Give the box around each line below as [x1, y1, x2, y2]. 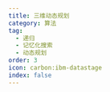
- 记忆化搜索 [15, 42, 54, 50]
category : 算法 [8, 19, 57, 27]
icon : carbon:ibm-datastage [8, 64, 103, 72]
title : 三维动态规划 [8, 11, 70, 20]
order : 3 [8, 57, 38, 65]
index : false [8, 71, 52, 79]
